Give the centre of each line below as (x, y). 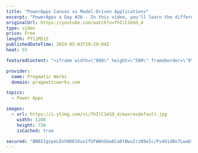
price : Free (21, 34)
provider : (18, 71)
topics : (16, 93)
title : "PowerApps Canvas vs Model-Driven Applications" (77, 11)
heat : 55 (17, 50)
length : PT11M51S (27, 39)
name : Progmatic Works (39, 76)
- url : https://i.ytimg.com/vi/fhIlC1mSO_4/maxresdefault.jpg (89, 114)
